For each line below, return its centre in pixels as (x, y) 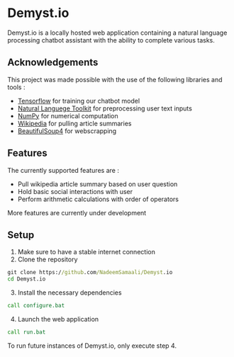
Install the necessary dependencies (69, 293)
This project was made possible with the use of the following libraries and (115, 79)
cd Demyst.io (27, 279)
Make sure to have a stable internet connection (87, 252)
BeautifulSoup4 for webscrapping (67, 131)
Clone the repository (48, 259)
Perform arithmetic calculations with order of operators (98, 199)
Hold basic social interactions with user (75, 191)
